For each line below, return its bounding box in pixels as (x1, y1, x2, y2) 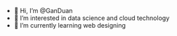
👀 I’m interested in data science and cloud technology (13, 14, 170, 22)
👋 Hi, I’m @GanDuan (13, 7, 73, 15)
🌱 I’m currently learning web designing (13, 21, 126, 29)
